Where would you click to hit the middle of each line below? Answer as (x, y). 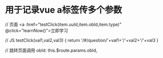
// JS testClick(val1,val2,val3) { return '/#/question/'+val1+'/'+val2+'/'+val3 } (82, 40)
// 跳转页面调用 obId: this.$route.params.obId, (51, 50)
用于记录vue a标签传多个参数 (64, 10)
